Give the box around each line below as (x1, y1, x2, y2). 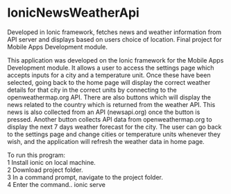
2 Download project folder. (7, 165, 83, 174)
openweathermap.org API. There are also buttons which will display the (7, 92, 212, 102)
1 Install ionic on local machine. (7, 158, 96, 166)
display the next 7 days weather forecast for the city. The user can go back (7, 122, 222, 131)
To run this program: (7, 151, 66, 159)
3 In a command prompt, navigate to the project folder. (7, 172, 164, 181)
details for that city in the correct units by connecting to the (7, 86, 177, 94)
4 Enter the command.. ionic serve (7, 180, 106, 188)
